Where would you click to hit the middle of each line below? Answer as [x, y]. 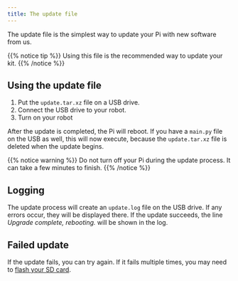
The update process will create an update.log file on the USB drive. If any [115, 208]
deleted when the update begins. [56, 147]
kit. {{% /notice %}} [36, 63]
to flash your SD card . [39, 270]
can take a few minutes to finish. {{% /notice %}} [79, 168]
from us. [20, 42]
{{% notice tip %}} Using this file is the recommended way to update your [115, 55]
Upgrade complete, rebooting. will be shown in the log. [88, 223]
